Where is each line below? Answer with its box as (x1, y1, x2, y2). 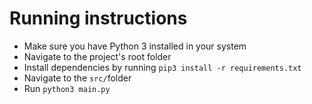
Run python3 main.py (23, 82, 111, 94)
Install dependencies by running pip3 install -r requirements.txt (23, 61, 302, 73)
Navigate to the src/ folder (23, 72, 132, 84)
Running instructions (9, 7, 188, 30)
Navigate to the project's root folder (23, 50, 172, 62)
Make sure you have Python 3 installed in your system (23, 40, 247, 52)
